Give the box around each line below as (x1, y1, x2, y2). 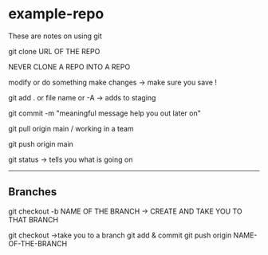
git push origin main (8, 139, 74, 148)
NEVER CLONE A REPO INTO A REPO (8, 61, 131, 72)
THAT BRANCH (8, 214, 58, 224)
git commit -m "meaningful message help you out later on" (8, 108, 201, 118)
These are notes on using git (8, 31, 102, 41)
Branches (8, 185, 57, 199)
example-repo (8, 5, 104, 23)
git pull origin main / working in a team (8, 124, 134, 133)
